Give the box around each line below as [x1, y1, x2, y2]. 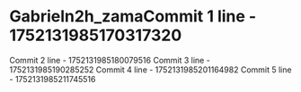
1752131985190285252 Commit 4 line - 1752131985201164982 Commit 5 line [9, 64, 292, 75]
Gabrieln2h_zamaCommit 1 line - [9, 6, 257, 27]
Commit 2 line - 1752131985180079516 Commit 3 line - [9, 54, 211, 65]
